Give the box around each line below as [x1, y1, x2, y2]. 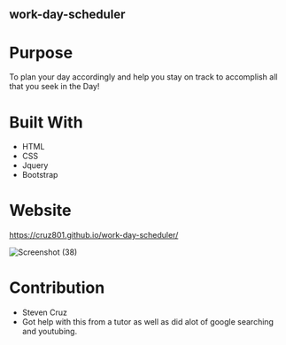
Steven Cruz [21, 307, 68, 318]
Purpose [9, 42, 73, 63]
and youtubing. [21, 326, 78, 337]
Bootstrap [21, 170, 58, 180]
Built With [9, 112, 83, 132]
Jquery [21, 160, 49, 171]
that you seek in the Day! [9, 81, 100, 92]
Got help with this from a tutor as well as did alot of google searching [21, 317, 274, 327]
